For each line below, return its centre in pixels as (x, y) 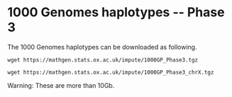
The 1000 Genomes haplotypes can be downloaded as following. (102, 47)
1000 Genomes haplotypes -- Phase (116, 12)
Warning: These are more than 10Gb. (61, 85)
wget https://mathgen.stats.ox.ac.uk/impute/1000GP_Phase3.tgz (103, 60)
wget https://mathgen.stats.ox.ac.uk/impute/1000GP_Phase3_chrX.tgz (111, 72)
